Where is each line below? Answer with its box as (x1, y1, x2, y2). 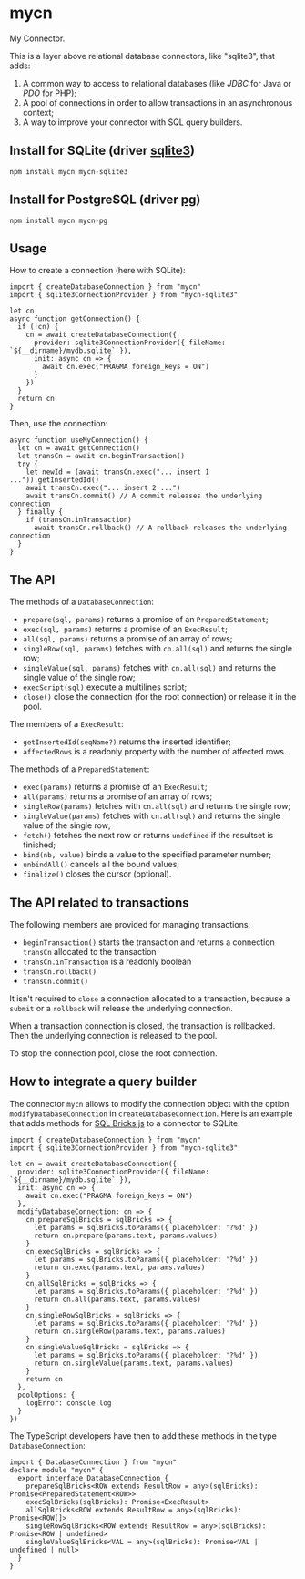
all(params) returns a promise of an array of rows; (22, 791, 213, 802)
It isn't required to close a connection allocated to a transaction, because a (9, 993, 290, 1004)
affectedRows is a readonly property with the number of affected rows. (22, 746, 287, 757)
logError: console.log (25, 1398, 112, 1408)
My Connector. (9, 33, 66, 44)
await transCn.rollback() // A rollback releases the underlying (33, 523, 287, 533)
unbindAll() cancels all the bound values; (22, 859, 180, 870)
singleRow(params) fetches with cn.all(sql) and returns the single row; (22, 801, 291, 812)
